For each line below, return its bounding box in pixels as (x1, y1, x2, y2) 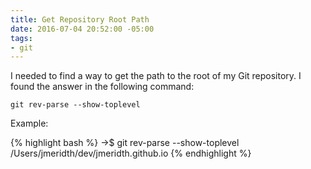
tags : (10, 33, 33, 43)
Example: (10, 117, 49, 130)
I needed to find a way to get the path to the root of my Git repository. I (10, 70, 302, 82)
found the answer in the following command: (10, 81, 195, 93)
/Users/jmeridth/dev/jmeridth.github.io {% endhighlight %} (10, 147, 252, 160)
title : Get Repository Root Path (10, 14, 150, 25)
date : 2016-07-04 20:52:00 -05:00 (10, 24, 155, 34)
